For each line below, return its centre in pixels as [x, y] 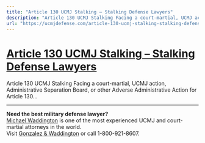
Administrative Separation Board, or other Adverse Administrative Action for [102, 90]
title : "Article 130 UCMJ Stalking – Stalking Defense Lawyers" [90, 12]
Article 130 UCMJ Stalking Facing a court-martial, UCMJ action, [86, 84]
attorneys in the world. [53, 127]
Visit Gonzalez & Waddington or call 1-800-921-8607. [73, 134]
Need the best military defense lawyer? [57, 114]
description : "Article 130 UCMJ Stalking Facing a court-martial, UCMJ [99, 18]
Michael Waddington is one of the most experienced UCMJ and [86, 120]
